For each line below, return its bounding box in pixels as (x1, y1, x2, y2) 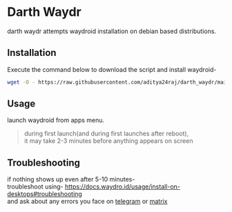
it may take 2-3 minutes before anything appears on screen (23, 137, 193, 145)
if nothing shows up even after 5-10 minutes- (7, 175, 135, 184)
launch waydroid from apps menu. (7, 116, 105, 124)
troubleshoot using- (7, 182, 64, 191)
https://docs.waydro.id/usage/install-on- (64, 182, 181, 191)
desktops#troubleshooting (7, 190, 83, 198)
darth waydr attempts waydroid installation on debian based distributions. (7, 27, 216, 35)
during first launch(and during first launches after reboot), (23, 129, 189, 138)
